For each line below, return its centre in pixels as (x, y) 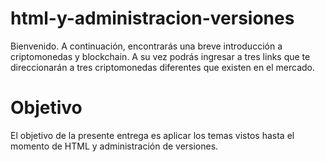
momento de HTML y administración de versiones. (114, 146)
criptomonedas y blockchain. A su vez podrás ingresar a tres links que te (160, 56)
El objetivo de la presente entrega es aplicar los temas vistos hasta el (152, 135)
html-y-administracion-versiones (152, 18)
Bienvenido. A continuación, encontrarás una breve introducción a (146, 46)
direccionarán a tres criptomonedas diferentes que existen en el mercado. (163, 67)
